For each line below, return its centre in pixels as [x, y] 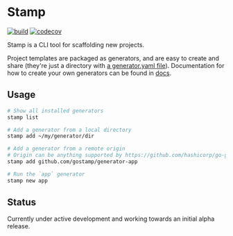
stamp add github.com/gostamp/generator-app [72, 162]
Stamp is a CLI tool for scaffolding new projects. [76, 44]
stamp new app [28, 180]
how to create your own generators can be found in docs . [89, 73]
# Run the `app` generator [46, 174]
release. [19, 226]
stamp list [23, 117]
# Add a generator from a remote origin [67, 149]
